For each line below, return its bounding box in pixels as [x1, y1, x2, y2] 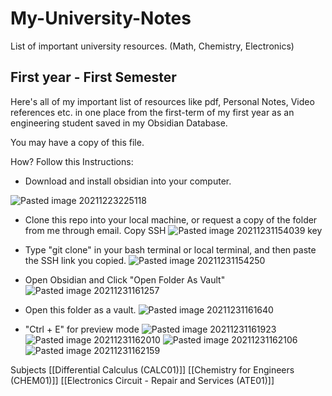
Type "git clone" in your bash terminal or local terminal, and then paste [24, 243, 317, 256]
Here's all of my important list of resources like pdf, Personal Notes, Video [10, 95, 315, 107]
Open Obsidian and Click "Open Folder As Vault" [24, 273, 226, 286]
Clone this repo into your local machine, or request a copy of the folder [24, 213, 318, 226]
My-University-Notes [10, 7, 192, 30]
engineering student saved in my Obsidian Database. [10, 117, 228, 129]
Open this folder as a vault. [24, 303, 137, 316]
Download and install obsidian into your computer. [24, 175, 232, 187]
